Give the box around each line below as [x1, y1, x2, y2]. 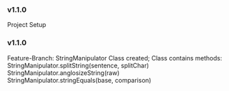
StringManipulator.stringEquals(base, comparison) [7, 76, 152, 84]
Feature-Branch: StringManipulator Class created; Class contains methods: [7, 53, 223, 62]
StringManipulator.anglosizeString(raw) [7, 68, 120, 77]
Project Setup [7, 21, 47, 29]
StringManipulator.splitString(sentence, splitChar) [7, 61, 150, 69]
